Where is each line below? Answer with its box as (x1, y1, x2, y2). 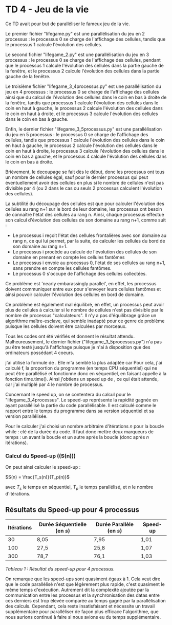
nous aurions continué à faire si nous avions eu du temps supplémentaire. (5, 614, 161, 620)
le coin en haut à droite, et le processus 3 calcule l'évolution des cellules (5, 111, 158, 117)
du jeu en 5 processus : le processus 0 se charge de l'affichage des (5, 131, 148, 137)
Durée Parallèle (95, 521, 134, 528)
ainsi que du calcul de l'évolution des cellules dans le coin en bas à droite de (5, 94, 167, 100)
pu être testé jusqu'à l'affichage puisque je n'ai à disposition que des (5, 344, 150, 350)
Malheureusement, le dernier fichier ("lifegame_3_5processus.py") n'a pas (5, 338, 162, 345)
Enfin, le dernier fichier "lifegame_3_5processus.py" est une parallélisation (5, 126, 162, 132)
